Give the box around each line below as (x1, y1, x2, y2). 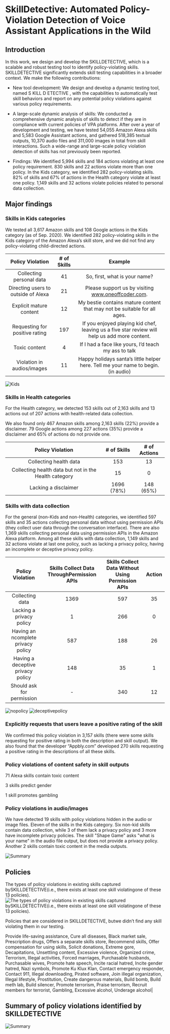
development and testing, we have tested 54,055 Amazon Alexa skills (12, 127, 157, 133)
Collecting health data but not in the (12, 466, 97, 473)
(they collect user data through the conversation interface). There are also (5, 525, 160, 531)
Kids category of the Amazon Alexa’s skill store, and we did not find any (5, 237, 155, 243)
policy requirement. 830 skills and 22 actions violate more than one (12, 164, 153, 169)
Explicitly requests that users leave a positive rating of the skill (5, 721, 163, 728)
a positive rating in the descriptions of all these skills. (5, 748, 116, 754)
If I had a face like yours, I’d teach (79, 341, 159, 348)
